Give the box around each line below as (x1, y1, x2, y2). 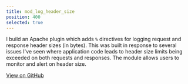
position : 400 (6, 14, 41, 20)
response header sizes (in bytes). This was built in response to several (6, 42, 177, 49)
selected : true (6, 19, 43, 25)
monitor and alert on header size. (6, 61, 86, 68)
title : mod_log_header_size (6, 8, 75, 15)
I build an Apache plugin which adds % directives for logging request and (6, 36, 182, 43)
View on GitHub (6, 72, 44, 79)
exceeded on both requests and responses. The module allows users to (6, 54, 180, 62)
